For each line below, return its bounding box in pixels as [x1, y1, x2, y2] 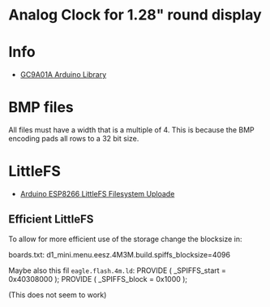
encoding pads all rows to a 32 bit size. [8, 134, 139, 144]
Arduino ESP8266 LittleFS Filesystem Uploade [19, 189, 175, 198]
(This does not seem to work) [8, 290, 107, 300]
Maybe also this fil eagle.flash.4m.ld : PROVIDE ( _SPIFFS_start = [8, 266, 227, 275]
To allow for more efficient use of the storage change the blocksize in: [8, 234, 242, 244]
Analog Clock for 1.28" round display [8, 6, 262, 24]
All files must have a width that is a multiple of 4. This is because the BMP [8, 125, 255, 135]
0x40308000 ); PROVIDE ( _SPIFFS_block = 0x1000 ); [8, 274, 188, 283]
